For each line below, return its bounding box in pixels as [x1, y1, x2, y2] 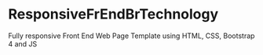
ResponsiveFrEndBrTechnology [8, 5, 219, 23]
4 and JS [8, 39, 38, 48]
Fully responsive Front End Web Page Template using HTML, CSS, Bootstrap [8, 31, 255, 40]
